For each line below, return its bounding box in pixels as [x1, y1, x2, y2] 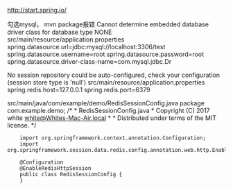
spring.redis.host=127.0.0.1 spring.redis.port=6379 [7, 86, 150, 94]
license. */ [7, 121, 37, 129]
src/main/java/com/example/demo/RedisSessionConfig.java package [7, 99, 205, 107]
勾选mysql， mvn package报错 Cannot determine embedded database [7, 20, 209, 28]
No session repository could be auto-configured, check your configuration [7, 71, 221, 79]
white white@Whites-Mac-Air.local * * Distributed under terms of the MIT [7, 114, 217, 122]
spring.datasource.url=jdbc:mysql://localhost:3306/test [7, 43, 166, 51]
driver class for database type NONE [7, 28, 112, 36]
